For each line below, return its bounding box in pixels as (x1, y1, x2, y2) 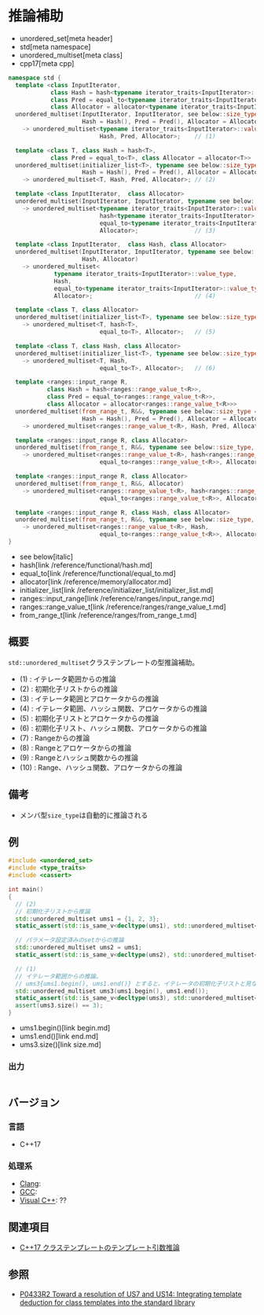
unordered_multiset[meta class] (19, 50, 123, 60)
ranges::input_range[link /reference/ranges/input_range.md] (19, 593, 214, 603)
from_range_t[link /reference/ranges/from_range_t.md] (19, 610, 197, 619)
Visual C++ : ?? (19, 1196, 67, 1205)
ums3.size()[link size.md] (19, 1040, 102, 1049)
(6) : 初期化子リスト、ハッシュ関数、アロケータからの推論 (19, 723, 207, 733)
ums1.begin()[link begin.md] (19, 1023, 111, 1032)
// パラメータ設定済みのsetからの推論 (15, 936, 124, 944)
